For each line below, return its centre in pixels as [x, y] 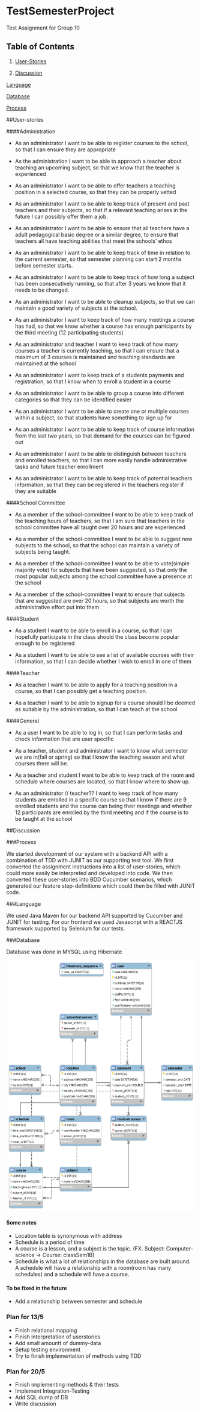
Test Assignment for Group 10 [43, 28]
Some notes [22, 1222]
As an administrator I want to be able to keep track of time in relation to [103, 253]
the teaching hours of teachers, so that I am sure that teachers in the [100, 521]
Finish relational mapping [46, 1330]
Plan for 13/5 [25, 1317]
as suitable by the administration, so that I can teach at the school [96, 709]
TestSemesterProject [60, 11]
